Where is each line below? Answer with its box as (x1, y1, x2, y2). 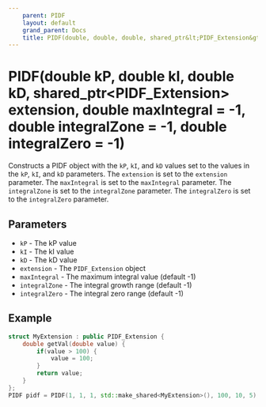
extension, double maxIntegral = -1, (8, 101, 246, 119)
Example (8, 311, 52, 325)
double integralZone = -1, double (8, 118, 227, 136)
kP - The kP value (19, 239, 77, 247)
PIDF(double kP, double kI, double (8, 68, 235, 85)
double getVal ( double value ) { (22, 340, 126, 348)
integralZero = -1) (8, 135, 125, 153)
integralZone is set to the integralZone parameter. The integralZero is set (8, 187, 251, 196)
